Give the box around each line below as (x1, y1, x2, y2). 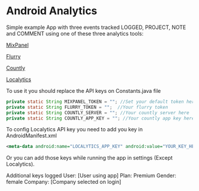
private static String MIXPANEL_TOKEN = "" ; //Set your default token (6, 99, 184, 105)
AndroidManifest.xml (6, 132, 57, 140)
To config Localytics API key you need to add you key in (6, 126, 143, 133)
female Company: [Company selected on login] (6, 179, 121, 186)
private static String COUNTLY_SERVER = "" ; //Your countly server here (6, 109, 190, 116)
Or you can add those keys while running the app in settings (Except (6, 154, 173, 161)
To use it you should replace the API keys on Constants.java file (6, 87, 161, 94)
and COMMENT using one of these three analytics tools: (6, 30, 144, 37)
